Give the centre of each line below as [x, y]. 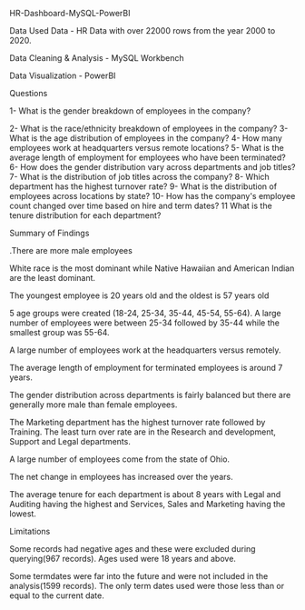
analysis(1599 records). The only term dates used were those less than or [147, 586]
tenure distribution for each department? [85, 215]
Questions [29, 93]
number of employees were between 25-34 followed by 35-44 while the [144, 323]
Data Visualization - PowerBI [63, 75]
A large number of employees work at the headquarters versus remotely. [145, 350]
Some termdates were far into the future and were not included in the [139, 576]
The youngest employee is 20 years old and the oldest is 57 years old [139, 295]
